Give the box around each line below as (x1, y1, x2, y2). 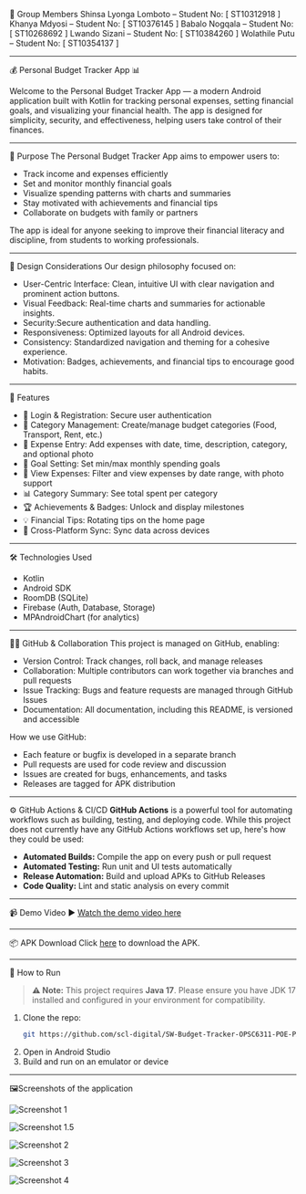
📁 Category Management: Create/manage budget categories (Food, (22, 420, 278, 430)
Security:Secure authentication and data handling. (22, 318, 211, 328)
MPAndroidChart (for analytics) (22, 612, 140, 623)
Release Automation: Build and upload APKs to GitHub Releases (22, 871, 266, 881)
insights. (22, 308, 55, 319)
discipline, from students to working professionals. (9, 235, 199, 246)
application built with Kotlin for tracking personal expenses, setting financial (9, 96, 294, 106)
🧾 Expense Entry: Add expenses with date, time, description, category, (22, 439, 288, 449)
